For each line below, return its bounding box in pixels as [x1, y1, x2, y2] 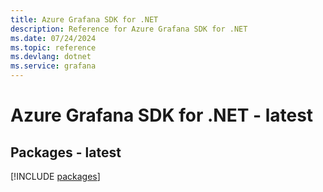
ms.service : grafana [10, 61, 97, 71]
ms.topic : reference [10, 42, 97, 53]
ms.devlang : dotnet [10, 52, 92, 62]
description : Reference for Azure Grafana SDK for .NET [10, 24, 248, 34]
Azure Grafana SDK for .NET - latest [10, 104, 314, 127]
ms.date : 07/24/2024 [10, 33, 97, 43]
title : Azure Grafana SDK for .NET [10, 14, 159, 25]
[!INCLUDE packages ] [10, 171, 101, 182]
